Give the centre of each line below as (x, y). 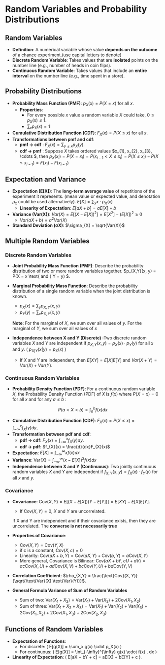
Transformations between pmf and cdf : (53, 139)
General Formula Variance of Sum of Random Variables (70, 590)
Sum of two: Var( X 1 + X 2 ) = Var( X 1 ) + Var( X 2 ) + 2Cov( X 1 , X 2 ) (80, 600)
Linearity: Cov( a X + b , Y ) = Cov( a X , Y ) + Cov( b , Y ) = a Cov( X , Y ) (84, 555)
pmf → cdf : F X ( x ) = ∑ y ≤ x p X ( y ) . (52, 145)
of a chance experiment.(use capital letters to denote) (67, 55)
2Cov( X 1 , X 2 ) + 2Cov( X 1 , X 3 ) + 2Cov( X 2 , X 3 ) (63, 613)
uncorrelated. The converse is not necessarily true (65, 526)
